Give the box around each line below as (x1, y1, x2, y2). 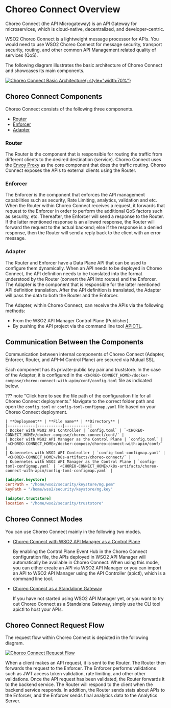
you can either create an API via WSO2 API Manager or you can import (12, 564, 162, 571)
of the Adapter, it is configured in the (5, 372, 83, 378)
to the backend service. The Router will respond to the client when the (5, 681, 153, 688)
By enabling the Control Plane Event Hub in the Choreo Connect (12, 548, 148, 555)
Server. (5, 698, 20, 704)
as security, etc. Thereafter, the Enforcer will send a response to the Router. (5, 213, 164, 219)
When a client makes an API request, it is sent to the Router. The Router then (5, 660, 166, 666)
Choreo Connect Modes (5, 515, 83, 524)
